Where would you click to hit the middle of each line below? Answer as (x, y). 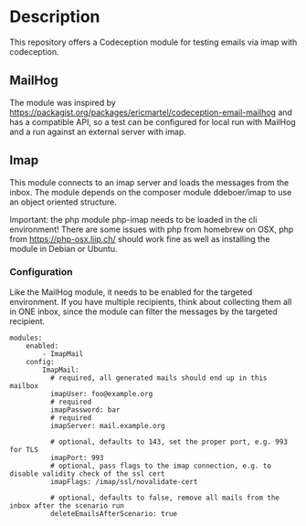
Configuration (41, 272)
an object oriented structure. (63, 202)
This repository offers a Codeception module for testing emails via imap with (153, 42)
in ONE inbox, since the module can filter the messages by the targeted (144, 311)
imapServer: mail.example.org (108, 426)
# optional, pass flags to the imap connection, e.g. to (161, 466)
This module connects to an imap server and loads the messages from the (149, 182)
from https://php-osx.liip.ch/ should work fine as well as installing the (140, 238)
